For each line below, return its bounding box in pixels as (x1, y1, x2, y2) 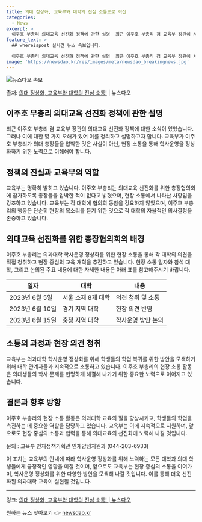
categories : (6, 14, 36, 20)
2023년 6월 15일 (9, 316, 57, 325)
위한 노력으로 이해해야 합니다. (22, 148, 91, 155)
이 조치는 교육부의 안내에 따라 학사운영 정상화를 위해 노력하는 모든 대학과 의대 (6, 455, 188, 462)
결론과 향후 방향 (6, 397, 61, 408)
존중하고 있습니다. (6, 214, 49, 222)
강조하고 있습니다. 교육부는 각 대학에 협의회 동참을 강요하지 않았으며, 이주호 (6, 199, 183, 207)
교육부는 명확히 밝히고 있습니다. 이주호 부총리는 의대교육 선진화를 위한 (6, 184, 170, 191)
